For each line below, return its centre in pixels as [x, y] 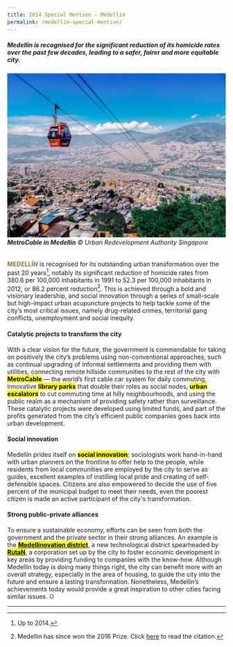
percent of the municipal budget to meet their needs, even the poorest [107, 491]
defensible [22, 484]
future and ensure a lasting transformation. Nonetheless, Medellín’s [103, 582]
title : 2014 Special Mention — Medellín [67, 15]
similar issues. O [31, 596]
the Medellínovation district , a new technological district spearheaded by [113, 545]
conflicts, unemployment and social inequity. [71, 318]
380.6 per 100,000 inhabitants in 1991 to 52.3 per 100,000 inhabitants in [109, 280]
